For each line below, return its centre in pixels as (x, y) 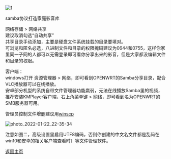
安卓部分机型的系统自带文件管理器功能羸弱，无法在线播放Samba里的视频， (84, 90)
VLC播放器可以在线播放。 (32, 84)
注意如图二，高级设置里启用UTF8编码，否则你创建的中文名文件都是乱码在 (82, 134)
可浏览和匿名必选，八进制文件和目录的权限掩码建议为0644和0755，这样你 (83, 48)
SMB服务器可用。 (24, 103)
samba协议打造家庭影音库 (33, 18)
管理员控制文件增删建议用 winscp (40, 114)
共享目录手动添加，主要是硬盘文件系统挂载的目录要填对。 (65, 42)
